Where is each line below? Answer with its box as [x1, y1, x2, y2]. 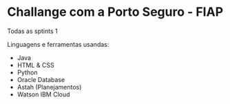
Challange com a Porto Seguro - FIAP [7, 4, 224, 20]
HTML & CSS [17, 61, 54, 69]
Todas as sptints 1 [7, 27, 58, 35]
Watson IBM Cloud [17, 90, 70, 98]
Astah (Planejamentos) [17, 83, 82, 91]
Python [17, 68, 38, 76]
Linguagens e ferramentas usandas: [7, 40, 109, 48]
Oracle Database [17, 75, 65, 83]
